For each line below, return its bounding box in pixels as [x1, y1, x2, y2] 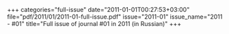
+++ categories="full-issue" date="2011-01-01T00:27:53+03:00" [7, 6, 190, 13]
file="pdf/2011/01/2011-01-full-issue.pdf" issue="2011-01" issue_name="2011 [7, 13, 223, 21]
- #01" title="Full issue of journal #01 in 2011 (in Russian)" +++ [7, 20, 182, 27]
